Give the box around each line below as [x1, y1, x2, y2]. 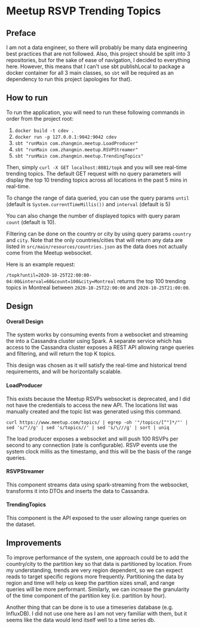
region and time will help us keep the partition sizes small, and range [6, 579, 175, 586]
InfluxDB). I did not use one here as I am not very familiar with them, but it [6, 609, 187, 617]
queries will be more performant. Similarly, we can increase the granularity [6, 586, 190, 593]
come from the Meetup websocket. [6, 249, 93, 256]
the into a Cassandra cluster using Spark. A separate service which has [6, 338, 182, 345]
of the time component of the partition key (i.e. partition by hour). [6, 592, 167, 599]
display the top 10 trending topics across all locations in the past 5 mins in [6, 176, 188, 183]
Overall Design [6, 318, 44, 325]
